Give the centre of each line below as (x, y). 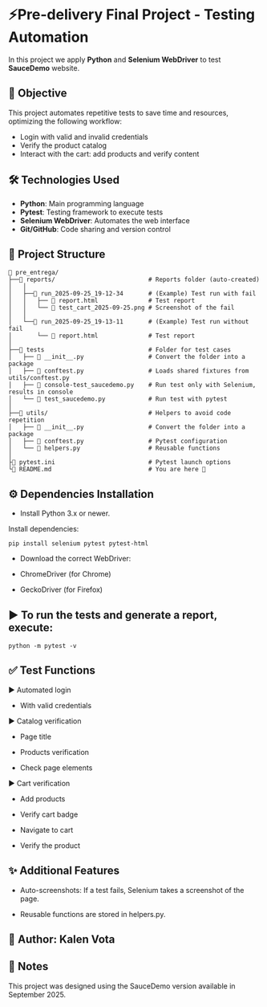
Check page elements (56, 768)
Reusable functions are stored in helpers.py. (93, 914)
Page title (36, 736)
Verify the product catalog (63, 145)
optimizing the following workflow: (65, 121)
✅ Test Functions (52, 671)
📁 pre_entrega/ (34, 273)
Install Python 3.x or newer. (65, 513)
